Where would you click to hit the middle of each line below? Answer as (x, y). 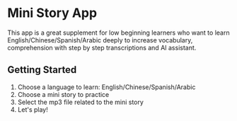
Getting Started (42, 70)
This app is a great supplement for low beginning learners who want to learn (118, 33)
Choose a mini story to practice (63, 94)
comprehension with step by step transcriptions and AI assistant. (102, 47)
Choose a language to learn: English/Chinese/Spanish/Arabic (106, 87)
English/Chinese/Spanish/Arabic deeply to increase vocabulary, (100, 40)
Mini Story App (52, 13)
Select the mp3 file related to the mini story (80, 102)
